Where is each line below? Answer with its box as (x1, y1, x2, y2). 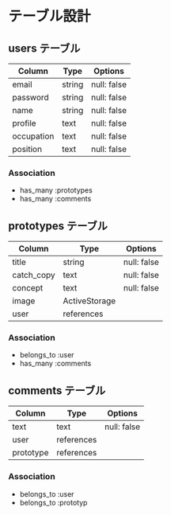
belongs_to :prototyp (19, 497, 88, 507)
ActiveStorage (63, 295, 116, 306)
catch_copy (12, 270, 55, 281)
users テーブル (8, 41, 81, 55)
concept (12, 283, 44, 294)
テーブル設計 (8, 7, 91, 25)
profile (12, 118, 37, 128)
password (12, 92, 49, 103)
